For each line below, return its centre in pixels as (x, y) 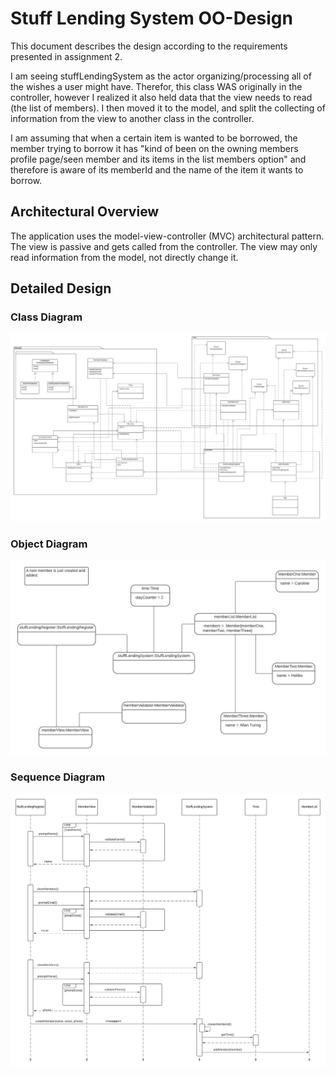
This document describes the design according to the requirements (149, 46)
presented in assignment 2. (66, 56)
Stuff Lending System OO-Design (151, 18)
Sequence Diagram (58, 777)
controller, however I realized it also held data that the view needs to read (161, 97)
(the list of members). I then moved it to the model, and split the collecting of (168, 108)
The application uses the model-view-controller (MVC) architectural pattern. (167, 236)
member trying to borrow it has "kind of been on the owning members (154, 148)
